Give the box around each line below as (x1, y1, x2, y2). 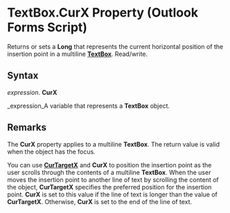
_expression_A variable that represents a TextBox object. (7, 102, 170, 110)
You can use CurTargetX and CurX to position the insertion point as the (7, 160, 212, 169)
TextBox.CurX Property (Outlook (7, 5, 199, 21)
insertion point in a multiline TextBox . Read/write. (7, 50, 148, 58)
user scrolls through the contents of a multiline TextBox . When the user (7, 168, 211, 176)
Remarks (7, 122, 47, 133)
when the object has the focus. (7, 147, 96, 156)
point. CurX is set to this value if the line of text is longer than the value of (7, 190, 218, 198)
